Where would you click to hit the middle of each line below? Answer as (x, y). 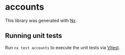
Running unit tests (34, 36)
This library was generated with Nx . (41, 20)
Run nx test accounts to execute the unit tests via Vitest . (62, 47)
